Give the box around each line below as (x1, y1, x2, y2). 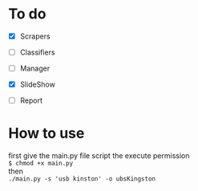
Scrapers (19, 31, 51, 41)
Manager (19, 63, 51, 73)
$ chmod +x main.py (8, 160, 74, 168)
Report (19, 95, 42, 105)
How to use (8, 124, 85, 143)
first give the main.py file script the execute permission (8, 151, 190, 161)
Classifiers (19, 47, 55, 57)
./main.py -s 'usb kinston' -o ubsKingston (8, 175, 156, 183)
